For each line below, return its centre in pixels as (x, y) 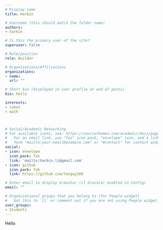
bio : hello (16, 94)
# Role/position (21, 54)
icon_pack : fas (25, 156)
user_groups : (18, 205)
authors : (14, 27)
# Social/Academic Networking (36, 129)
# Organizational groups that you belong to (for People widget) (72, 196)
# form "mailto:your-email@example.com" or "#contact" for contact (77, 143)
